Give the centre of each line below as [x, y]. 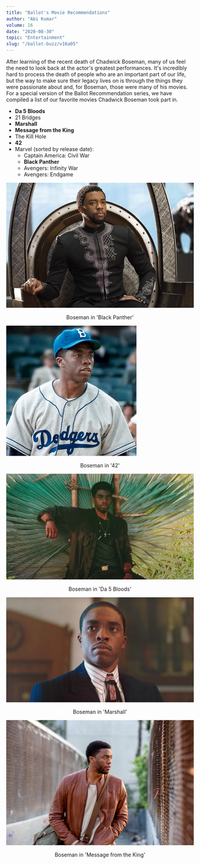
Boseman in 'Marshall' [100, 712]
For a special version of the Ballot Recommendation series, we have [89, 93]
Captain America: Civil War [57, 155]
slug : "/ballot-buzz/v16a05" [42, 44]
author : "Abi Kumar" [32, 19]
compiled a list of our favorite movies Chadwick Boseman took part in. [92, 99]
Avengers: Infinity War [51, 168]
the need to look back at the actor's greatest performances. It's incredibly [97, 68]
